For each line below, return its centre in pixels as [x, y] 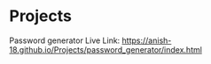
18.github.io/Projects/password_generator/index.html [105, 49]
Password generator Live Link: [65, 40]
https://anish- [147, 40]
